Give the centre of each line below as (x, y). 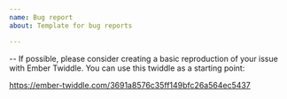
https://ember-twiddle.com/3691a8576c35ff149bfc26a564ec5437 (130, 85)
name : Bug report (41, 17)
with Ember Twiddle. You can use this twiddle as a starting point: (127, 68)
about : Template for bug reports (71, 26)
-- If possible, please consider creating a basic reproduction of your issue (144, 58)
